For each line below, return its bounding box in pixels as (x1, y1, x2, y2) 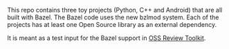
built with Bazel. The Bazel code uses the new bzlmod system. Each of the (7, 13, 219, 21)
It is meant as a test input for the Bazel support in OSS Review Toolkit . (7, 34, 206, 42)
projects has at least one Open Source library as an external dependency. (7, 21, 217, 28)
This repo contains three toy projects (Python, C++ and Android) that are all (7, 6, 223, 14)
